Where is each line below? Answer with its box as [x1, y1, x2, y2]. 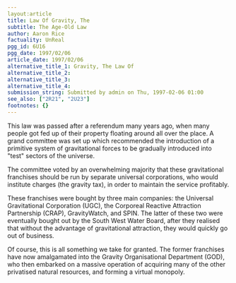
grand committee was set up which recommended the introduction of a [7, 136, 215, 145]
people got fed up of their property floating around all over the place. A [7, 128, 214, 138]
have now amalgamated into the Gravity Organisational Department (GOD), [7, 252, 225, 261]
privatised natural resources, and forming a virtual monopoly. [7, 267, 185, 276]
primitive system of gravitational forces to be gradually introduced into [7, 144, 212, 152]
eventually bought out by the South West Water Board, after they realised [7, 216, 220, 224]
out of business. [7, 231, 54, 240]
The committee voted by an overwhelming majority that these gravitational [7, 165, 224, 174]
